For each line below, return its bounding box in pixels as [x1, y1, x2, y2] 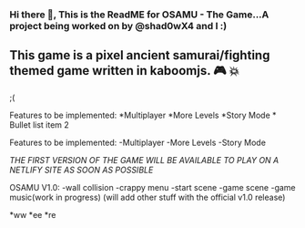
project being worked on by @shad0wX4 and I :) [9, 19, 228, 32]
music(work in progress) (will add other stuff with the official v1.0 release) [9, 192, 286, 202]
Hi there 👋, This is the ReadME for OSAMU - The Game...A [9, 8, 269, 21]
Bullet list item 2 [9, 119, 70, 130]
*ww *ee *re [9, 209, 56, 220]
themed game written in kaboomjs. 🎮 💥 [9, 63, 239, 78]
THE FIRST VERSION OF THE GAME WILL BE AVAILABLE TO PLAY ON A [9, 154, 280, 165]
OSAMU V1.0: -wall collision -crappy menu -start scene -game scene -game [9, 181, 296, 192]
